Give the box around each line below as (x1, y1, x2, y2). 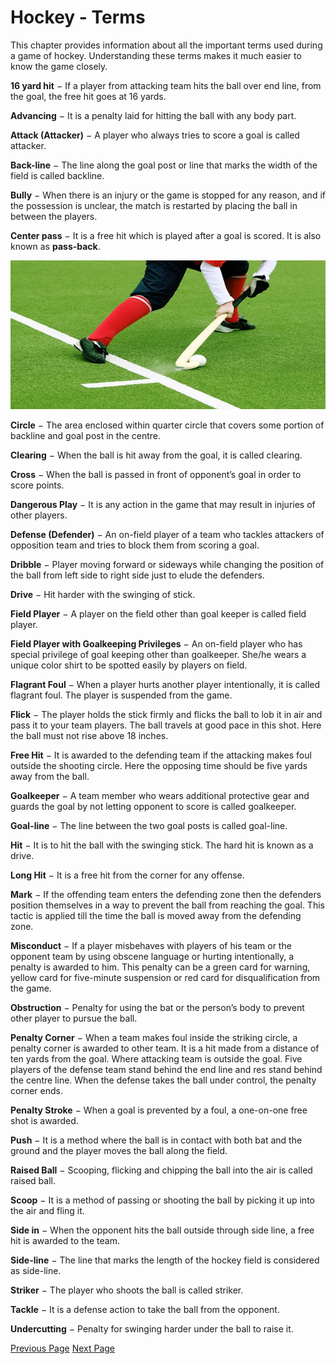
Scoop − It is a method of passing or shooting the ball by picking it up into (10, 1194, 315, 1206)
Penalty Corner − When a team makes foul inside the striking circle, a (10, 1031, 298, 1043)
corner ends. (10, 1084, 63, 1096)
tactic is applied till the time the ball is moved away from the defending (10, 909, 302, 921)
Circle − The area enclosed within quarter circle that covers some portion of (10, 419, 325, 431)
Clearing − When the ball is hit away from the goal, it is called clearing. (10, 449, 303, 461)
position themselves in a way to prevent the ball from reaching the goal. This (10, 899, 325, 911)
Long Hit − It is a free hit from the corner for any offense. (10, 869, 245, 881)
